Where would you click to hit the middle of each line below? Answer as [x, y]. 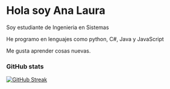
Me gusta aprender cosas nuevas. [49, 51]
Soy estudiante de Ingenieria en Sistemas [58, 27]
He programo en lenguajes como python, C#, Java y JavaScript [85, 39]
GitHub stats [25, 66]
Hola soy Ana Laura [56, 11]
